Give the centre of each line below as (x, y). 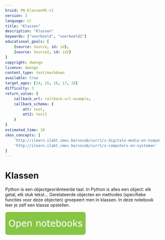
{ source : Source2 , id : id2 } (42, 52)
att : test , (34, 109)
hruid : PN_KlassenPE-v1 (29, 10)
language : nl (18, 21)
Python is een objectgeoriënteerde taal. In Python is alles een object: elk (78, 189)
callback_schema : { (34, 104)
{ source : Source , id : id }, (41, 47)
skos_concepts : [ (23, 135)
